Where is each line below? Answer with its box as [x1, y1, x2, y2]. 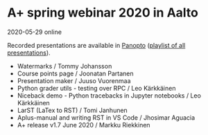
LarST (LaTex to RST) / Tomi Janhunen [17, 106, 128, 114]
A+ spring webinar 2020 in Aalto [7, 5, 199, 21]
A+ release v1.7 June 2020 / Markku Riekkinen [17, 120, 150, 129]
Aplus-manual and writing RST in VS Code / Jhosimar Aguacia [17, 113, 196, 122]
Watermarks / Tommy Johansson [17, 62, 112, 70]
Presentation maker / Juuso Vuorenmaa [17, 76, 131, 84]
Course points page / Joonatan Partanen [17, 69, 134, 78]
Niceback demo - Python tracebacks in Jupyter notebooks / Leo [17, 91, 201, 100]
